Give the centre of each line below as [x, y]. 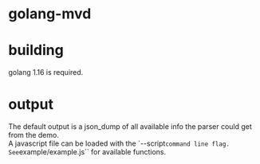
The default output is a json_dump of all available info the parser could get [130, 127]
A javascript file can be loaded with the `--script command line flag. [119, 143]
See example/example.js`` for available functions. [87, 152]
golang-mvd [50, 14]
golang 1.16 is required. [46, 72]
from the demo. [34, 135]
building [36, 51]
